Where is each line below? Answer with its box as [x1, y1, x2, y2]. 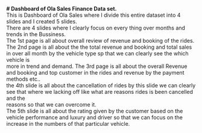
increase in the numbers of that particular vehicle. [6, 120, 130, 127]
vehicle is [6, 57, 30, 63]
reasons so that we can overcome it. [6, 101, 96, 108]
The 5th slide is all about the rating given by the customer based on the [6, 108, 183, 114]
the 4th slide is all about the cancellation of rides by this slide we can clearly [6, 82, 196, 89]
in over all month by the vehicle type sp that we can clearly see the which [6, 50, 189, 57]
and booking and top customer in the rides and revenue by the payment [6, 69, 185, 76]
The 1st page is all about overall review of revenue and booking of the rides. [6, 37, 195, 44]
